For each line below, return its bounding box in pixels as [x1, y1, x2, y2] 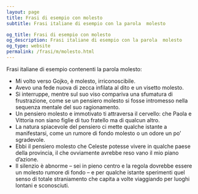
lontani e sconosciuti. [15, 182, 69, 189]
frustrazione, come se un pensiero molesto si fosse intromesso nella [15, 96, 188, 104]
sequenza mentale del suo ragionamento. [15, 103, 121, 111]
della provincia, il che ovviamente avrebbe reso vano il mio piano [15, 149, 179, 157]
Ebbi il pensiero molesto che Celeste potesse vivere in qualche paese [15, 142, 191, 150]
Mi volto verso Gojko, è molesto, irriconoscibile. [15, 77, 136, 85]
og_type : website [6, 43, 51, 49]
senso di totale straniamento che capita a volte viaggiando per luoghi [15, 175, 190, 182]
